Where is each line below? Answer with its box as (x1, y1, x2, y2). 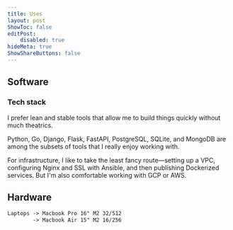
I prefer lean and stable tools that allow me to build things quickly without (7, 113, 221, 122)
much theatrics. (7, 121, 53, 130)
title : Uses (7, 10, 42, 18)
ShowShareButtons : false (7, 50, 81, 57)
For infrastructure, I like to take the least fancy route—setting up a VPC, (7, 156, 216, 164)
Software (7, 76, 49, 88)
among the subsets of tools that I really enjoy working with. (7, 142, 180, 151)
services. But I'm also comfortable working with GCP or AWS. (7, 171, 187, 179)
